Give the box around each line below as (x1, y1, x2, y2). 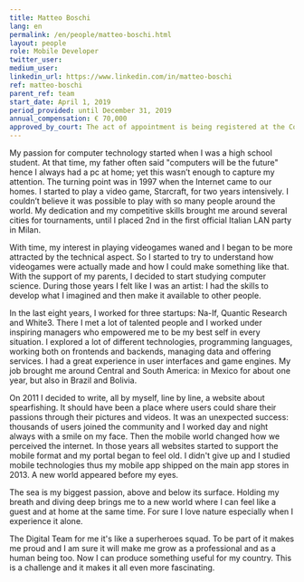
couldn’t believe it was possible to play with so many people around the (9, 196, 276, 206)
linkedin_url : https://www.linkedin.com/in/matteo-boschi (9, 72, 233, 81)
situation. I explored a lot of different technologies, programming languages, (9, 337, 293, 347)
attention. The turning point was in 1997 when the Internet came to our (9, 177, 272, 186)
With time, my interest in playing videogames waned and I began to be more (9, 242, 293, 253)
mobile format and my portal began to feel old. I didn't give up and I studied (9, 450, 291, 461)
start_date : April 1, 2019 (9, 97, 111, 107)
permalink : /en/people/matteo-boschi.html (9, 30, 172, 39)
